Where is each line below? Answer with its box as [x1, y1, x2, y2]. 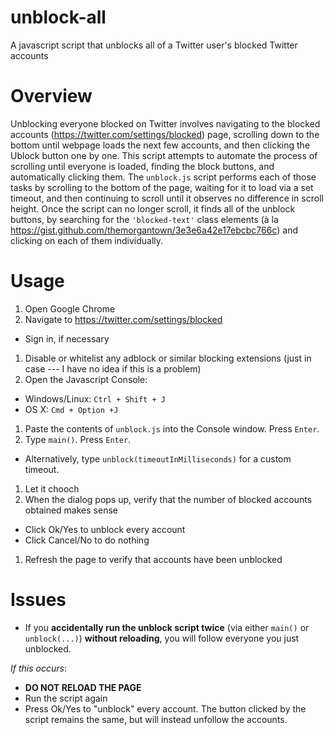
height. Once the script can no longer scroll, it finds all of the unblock [10, 202, 296, 215]
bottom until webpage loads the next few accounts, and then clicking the [10, 139, 311, 151]
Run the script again [24, 692, 108, 704]
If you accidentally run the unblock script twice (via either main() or [24, 621, 310, 633]
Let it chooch [24, 482, 80, 495]
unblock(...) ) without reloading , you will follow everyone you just [24, 632, 300, 644]
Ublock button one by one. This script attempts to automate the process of [10, 149, 318, 161]
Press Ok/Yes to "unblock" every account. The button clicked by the [24, 702, 307, 715]
